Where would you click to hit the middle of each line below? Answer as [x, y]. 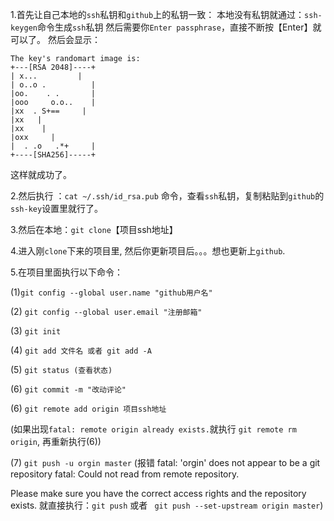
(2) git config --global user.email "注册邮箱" [106, 311]
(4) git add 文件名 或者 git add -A [81, 350]
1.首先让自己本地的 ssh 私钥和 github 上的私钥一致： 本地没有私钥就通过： [157, 14]
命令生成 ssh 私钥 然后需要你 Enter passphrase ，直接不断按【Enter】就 [179, 27]
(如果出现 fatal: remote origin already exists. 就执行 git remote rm [153, 429]
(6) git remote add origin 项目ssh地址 [88, 408]
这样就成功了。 [41, 174]
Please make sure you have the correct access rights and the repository [158, 493]
